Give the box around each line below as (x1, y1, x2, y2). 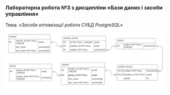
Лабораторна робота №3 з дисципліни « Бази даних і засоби (5, 4, 163, 11)
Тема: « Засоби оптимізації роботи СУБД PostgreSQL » (5, 22, 123, 28)
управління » (5, 10, 39, 17)
